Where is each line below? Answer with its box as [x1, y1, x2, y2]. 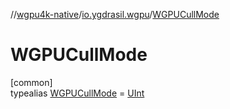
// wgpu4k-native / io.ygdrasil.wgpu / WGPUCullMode [10, 9, 220, 20]
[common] [10, 76, 53, 88]
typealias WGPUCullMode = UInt [10, 87, 145, 99]
